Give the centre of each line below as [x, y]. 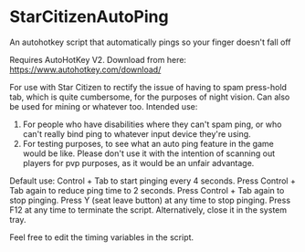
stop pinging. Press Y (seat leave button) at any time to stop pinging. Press [150, 200]
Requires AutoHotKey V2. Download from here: [98, 59]
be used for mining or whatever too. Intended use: [104, 106]
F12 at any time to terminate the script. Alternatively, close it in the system [148, 210]
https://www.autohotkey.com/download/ [85, 69]
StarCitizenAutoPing [89, 17]
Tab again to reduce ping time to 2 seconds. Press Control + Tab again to [147, 190]
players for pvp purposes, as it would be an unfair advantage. [138, 163]
